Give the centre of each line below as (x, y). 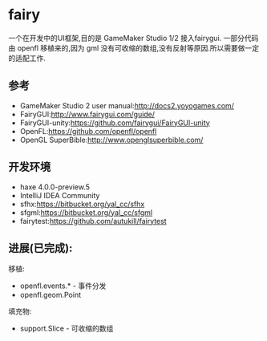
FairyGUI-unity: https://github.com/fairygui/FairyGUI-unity (115, 123)
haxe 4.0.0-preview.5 (55, 187)
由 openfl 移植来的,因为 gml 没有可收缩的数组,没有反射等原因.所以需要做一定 (134, 48)
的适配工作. (27, 58)
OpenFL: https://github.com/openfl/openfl (88, 131)
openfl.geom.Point (51, 295)
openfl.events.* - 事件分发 (63, 286)
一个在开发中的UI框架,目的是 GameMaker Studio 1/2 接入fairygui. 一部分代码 (133, 38)
